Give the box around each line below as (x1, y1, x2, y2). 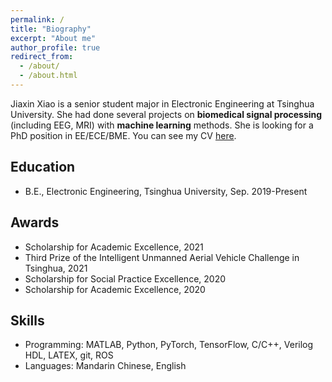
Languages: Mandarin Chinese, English (24, 360, 187, 372)
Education (10, 159, 76, 176)
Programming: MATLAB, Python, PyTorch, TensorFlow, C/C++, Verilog (24, 339, 314, 351)
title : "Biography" (10, 24, 92, 34)
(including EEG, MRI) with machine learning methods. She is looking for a (10, 119, 314, 131)
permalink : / (10, 14, 65, 25)
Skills (10, 312, 45, 329)
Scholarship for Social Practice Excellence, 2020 (24, 272, 226, 285)
